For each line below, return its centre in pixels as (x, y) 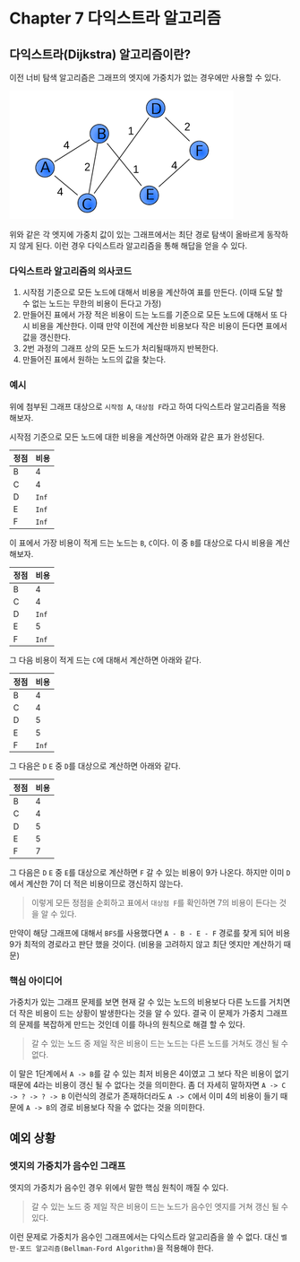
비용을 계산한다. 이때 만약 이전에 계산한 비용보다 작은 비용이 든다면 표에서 (160, 326)
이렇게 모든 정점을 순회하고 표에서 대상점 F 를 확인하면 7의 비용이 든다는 (154, 902)
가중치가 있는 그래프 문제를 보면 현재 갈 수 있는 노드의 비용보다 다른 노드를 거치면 (150, 1002)
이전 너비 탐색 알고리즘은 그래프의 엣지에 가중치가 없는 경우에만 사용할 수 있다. (146, 78)
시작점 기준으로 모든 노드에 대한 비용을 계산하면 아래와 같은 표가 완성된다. (137, 437)
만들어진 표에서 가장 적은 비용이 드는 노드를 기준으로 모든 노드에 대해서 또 (150, 315)
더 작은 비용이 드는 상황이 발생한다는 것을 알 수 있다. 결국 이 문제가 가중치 (137, 1013)
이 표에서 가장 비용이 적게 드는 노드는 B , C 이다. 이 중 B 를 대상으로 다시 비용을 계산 (150, 543)
